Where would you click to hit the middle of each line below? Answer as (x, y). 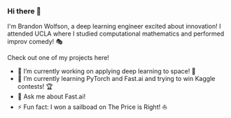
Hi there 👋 (24, 11)
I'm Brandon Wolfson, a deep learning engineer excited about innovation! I (114, 27)
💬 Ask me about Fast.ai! (51, 96)
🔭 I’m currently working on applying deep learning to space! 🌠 (106, 71)
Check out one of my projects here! (58, 58)
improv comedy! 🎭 (35, 42)
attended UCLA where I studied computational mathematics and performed (116, 34)
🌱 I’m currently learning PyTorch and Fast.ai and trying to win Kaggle (116, 79)
